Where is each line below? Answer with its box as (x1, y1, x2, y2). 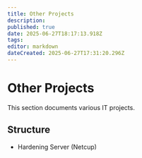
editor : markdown (7, 43, 59, 50)
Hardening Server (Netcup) (17, 142, 97, 151)
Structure (7, 124, 51, 136)
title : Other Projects (7, 10, 74, 18)
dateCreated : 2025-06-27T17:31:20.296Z (7, 50, 125, 57)
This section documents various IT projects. (7, 103, 136, 111)
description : (7, 17, 46, 24)
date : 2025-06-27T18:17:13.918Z (7, 30, 102, 37)
